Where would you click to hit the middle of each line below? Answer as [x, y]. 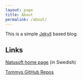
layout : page [19, 10]
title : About [19, 15]
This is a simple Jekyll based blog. [42, 34]
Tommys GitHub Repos [29, 72]
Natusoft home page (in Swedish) [41, 62]
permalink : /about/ [26, 19]
